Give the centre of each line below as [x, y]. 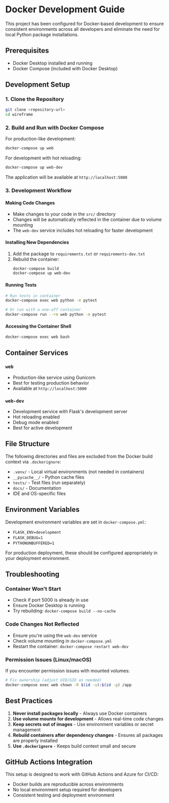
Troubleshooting [33, 575]
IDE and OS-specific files [39, 493]
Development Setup [38, 85]
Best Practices [29, 701]
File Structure [27, 444]
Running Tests [21, 285]
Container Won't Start [33, 589]
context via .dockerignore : [33, 461]
